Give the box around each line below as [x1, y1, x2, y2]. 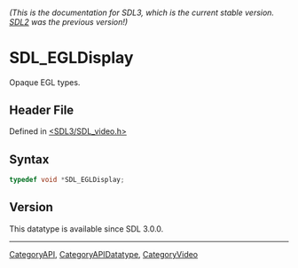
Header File [9, 102, 74, 117]
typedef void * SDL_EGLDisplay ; [9, 176, 125, 185]
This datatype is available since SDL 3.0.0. [9, 223, 164, 234]
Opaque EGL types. [9, 76, 81, 88]
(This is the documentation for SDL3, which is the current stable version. [9, 7, 275, 18]
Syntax [9, 152, 50, 167]
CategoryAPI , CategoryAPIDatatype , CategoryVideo [9, 248, 199, 259]
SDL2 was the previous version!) [9, 16, 129, 27]
